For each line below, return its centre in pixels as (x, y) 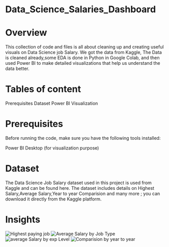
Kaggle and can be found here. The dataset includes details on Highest (80, 188)
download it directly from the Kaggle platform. (53, 199)
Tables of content (43, 89)
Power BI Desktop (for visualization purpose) (52, 148)
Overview (26, 33)
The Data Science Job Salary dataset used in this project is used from (78, 183)
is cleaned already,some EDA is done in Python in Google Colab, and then (82, 58)
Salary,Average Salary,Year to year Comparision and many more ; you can (83, 193)
